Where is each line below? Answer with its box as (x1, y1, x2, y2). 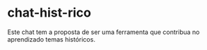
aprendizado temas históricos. (7, 35, 95, 43)
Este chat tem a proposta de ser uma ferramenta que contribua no (7, 28, 200, 36)
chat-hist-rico (7, 5, 92, 21)
